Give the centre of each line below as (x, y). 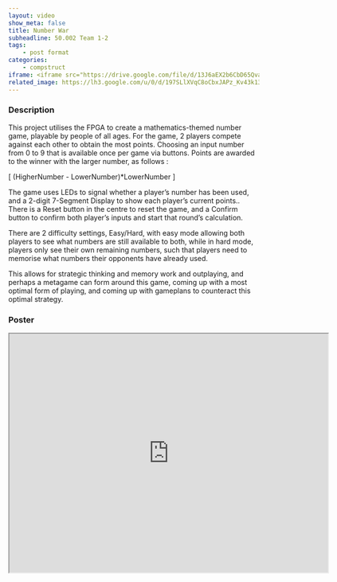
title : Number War (39, 30)
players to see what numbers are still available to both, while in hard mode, (131, 241)
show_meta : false (37, 23)
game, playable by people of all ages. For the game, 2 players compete (125, 135)
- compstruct (44, 68)
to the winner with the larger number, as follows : (88, 161)
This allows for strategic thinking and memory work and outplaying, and (126, 273)
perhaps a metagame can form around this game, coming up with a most (128, 282)
